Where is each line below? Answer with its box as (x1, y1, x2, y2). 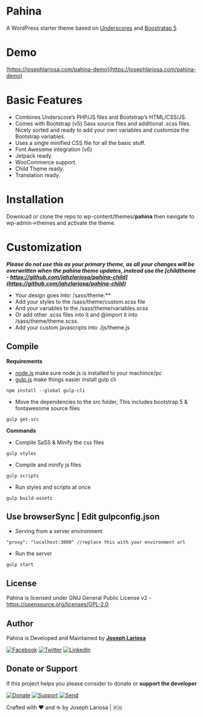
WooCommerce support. (15, 158, 77, 166)
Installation (6, 193, 64, 206)
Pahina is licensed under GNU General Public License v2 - (6, 594, 151, 602)
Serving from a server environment (15, 528, 103, 535)
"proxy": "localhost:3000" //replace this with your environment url (6, 539, 186, 545)
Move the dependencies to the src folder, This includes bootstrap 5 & (15, 398, 188, 405)
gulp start (6, 562, 34, 568)
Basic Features (6, 93, 83, 107)
